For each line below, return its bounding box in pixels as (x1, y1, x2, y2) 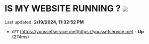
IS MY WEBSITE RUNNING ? (4, 3, 121, 14)
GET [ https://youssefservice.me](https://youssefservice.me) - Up (11, 28, 144, 34)
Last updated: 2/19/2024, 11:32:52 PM (4, 19, 84, 25)
